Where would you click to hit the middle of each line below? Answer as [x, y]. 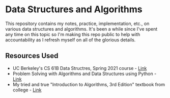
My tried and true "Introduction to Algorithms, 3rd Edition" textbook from [89, 84]
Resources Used [32, 56]
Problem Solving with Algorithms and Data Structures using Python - [84, 73]
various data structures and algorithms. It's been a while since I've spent [81, 29]
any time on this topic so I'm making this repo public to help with [73, 34]
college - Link [27, 90]
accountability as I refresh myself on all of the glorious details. [70, 40]
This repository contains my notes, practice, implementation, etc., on [77, 23]
